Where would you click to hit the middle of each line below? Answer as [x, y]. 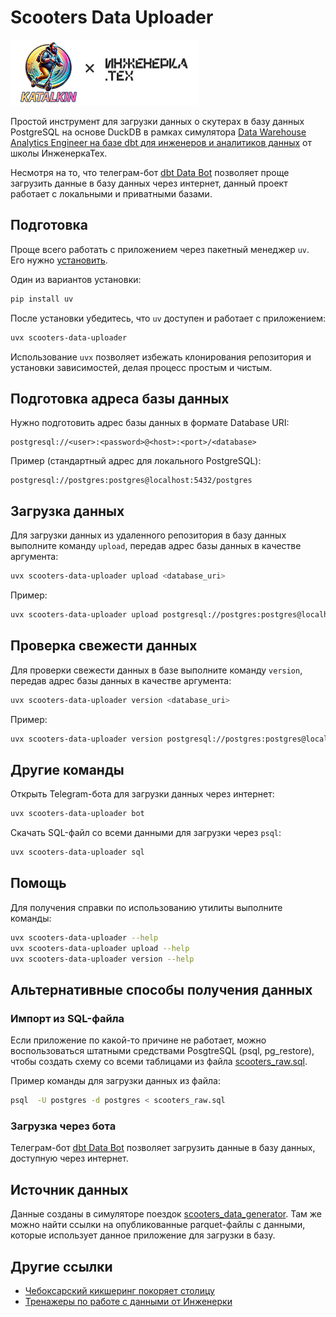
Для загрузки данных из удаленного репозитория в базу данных [148, 535]
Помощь [38, 883]
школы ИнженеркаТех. [59, 153]
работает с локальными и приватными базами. [111, 193]
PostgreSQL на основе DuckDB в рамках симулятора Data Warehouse [158, 132]
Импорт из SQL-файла [67, 1018]
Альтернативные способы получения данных [161, 989]
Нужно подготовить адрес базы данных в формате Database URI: [150, 423]
